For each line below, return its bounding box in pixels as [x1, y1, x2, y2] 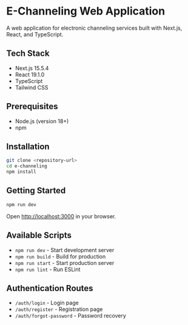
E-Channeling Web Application [6, 4, 166, 18]
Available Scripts [6, 230, 72, 241]
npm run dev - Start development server [15, 246, 115, 253]
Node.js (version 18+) [15, 117, 69, 125]
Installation [6, 141, 50, 152]
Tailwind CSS [15, 84, 49, 91]
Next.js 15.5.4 [15, 64, 49, 72]
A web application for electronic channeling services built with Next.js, [6, 24, 183, 32]
